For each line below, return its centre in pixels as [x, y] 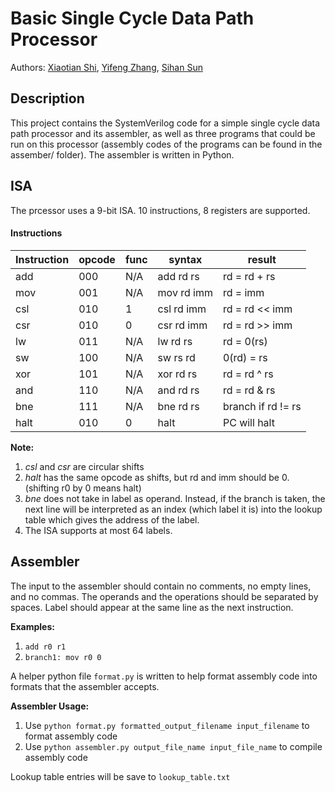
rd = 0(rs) [245, 341]
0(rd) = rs [245, 357]
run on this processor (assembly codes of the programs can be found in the [166, 144]
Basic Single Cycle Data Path [132, 18]
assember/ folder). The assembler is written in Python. [122, 154]
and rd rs [178, 390]
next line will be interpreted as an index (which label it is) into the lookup [173, 509]
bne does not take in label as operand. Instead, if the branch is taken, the [175, 498]
